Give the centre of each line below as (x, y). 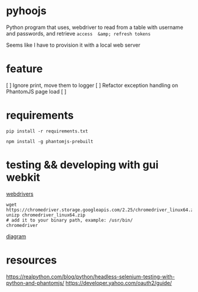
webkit (23, 177)
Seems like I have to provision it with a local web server (73, 45)
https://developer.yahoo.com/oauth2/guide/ (119, 283)
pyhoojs (27, 11)
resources (32, 260)
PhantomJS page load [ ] (36, 91)
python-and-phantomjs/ (35, 283)
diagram (16, 236)
